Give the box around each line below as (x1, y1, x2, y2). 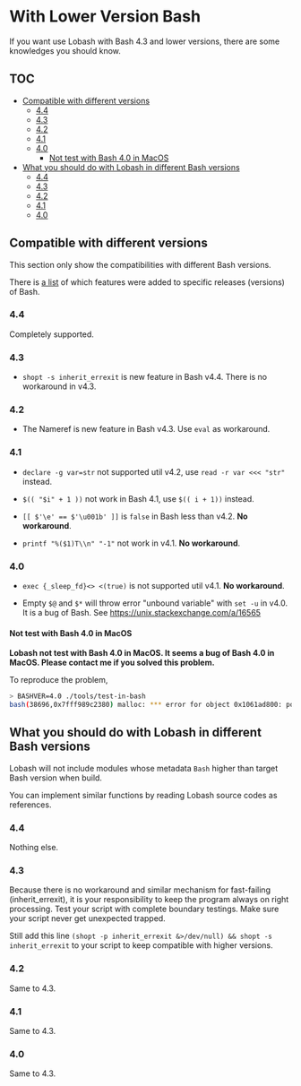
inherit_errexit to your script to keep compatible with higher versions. (9, 940, 273, 951)
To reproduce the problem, (9, 675, 108, 685)
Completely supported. (9, 329, 94, 340)
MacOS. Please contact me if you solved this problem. (9, 657, 215, 668)
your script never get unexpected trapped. (9, 913, 166, 924)
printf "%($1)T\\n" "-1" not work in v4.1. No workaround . (21, 538, 241, 548)
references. (9, 799, 52, 810)
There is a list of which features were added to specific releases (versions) (9, 276, 285, 288)
